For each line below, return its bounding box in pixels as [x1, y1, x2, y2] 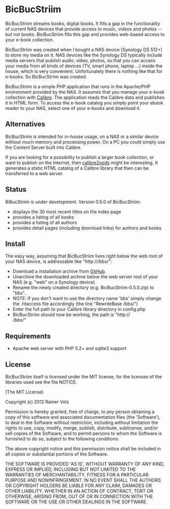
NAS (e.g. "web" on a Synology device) [12, 279, 95, 285]
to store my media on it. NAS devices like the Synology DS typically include [5, 52, 162, 58]
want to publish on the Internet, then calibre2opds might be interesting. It [5, 159, 158, 166]
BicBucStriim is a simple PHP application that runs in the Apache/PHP [5, 83, 151, 90]
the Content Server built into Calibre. [5, 144, 82, 150]
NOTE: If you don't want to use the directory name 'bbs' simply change [12, 296, 161, 302]
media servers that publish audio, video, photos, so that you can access [5, 57, 156, 63]
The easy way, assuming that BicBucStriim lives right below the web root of [5, 253, 163, 259]
